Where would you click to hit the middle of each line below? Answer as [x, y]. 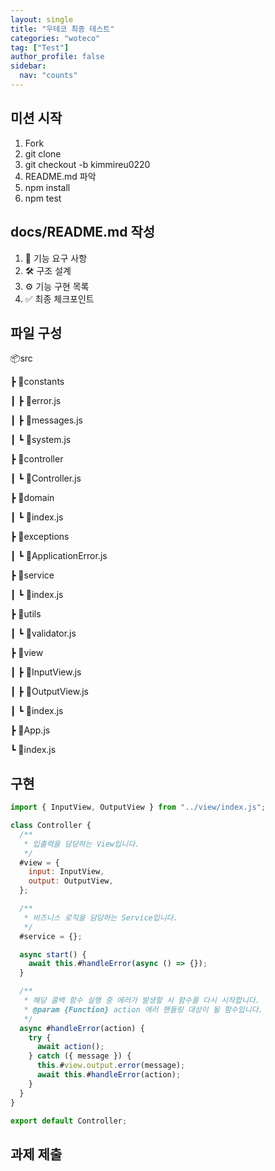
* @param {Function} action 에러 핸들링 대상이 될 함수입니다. [143, 1009]
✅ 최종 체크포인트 [59, 298]
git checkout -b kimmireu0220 [87, 164]
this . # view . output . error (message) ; [111, 1066]
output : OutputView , [71, 881]
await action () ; [70, 1047]
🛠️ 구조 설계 [48, 270]
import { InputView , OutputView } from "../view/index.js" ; [138, 807]
